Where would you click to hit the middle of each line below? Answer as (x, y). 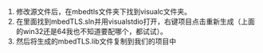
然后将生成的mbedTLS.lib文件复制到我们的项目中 (96, 41)
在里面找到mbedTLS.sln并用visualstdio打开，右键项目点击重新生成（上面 (135, 21)
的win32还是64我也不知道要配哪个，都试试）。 (91, 31)
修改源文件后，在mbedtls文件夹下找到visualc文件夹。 (104, 11)
